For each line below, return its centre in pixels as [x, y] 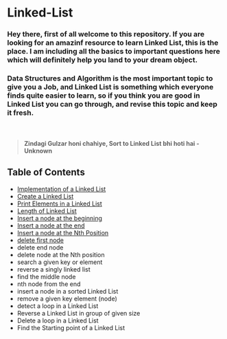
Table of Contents [46, 172]
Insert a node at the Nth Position [63, 232]
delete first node [40, 240]
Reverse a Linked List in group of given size [79, 313]
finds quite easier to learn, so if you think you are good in [104, 96]
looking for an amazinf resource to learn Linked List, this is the [113, 43]
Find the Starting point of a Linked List [71, 327]
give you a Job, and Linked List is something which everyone [110, 87]
